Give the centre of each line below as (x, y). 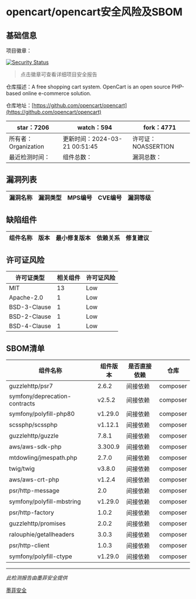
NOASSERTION (153, 147)
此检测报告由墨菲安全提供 (37, 578)
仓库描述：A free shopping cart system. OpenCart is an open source (88, 87)
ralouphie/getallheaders (42, 535)
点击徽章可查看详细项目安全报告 (59, 74)
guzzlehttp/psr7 (31, 386)
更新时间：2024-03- (92, 139)
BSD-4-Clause (30, 326)
